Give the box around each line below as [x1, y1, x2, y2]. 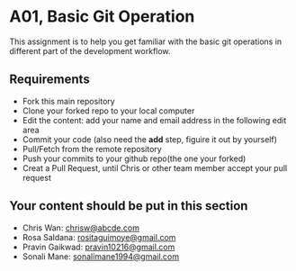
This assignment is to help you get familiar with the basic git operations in [9, 36, 283, 47]
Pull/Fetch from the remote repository [22, 143, 162, 154]
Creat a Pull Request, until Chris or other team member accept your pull [22, 162, 288, 173]
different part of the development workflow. [9, 45, 171, 56]
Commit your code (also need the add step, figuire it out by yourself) [22, 133, 277, 145]
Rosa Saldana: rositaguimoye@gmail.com [22, 231, 176, 242]
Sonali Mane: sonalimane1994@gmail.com [22, 250, 180, 262]
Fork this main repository [22, 95, 115, 106]
